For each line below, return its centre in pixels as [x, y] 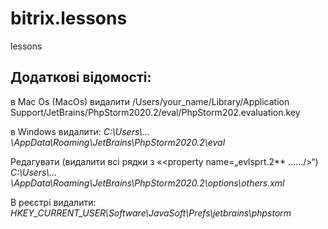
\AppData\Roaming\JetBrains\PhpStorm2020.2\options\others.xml [147, 183]
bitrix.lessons [69, 18]
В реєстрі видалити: [53, 202]
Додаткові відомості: [81, 77]
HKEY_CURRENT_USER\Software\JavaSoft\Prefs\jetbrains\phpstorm [151, 213]
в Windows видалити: [56, 131]
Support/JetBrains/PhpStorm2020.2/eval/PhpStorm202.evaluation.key [155, 112]
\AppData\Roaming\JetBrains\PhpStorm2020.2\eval [118, 142]
